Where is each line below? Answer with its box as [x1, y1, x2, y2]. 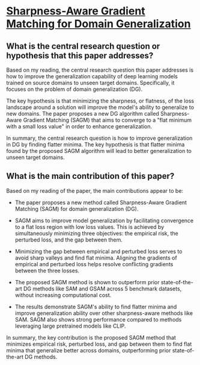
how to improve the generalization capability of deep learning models [6, 73, 178, 80]
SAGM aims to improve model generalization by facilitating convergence [14, 217, 194, 224]
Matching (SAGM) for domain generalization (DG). [14, 205, 139, 212]
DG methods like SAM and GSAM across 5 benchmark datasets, [23, 285, 182, 292]
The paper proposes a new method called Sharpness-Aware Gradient [14, 199, 187, 206]
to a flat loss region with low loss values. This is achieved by [14, 223, 165, 230]
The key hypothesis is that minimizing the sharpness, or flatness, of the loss [6, 98, 194, 104]
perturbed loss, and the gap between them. [14, 236, 123, 243]
